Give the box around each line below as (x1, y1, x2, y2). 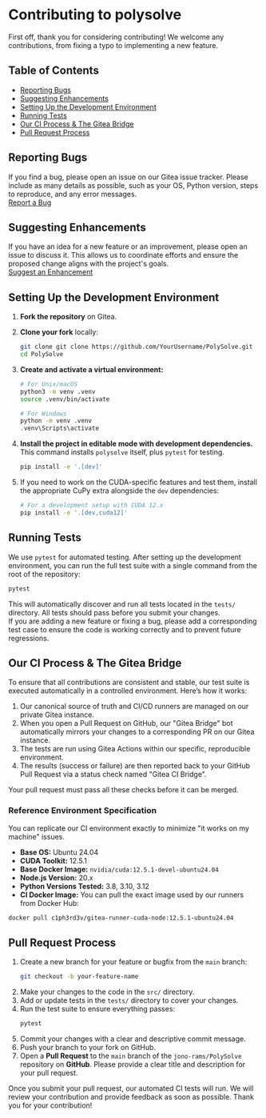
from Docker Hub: (19, 898, 80, 908)
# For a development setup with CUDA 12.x (19, 502, 164, 510)
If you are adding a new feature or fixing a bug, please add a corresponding (8, 616, 257, 626)
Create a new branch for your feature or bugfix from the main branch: (19, 957, 248, 967)
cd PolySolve (19, 351, 64, 359)
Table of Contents (8, 64, 100, 78)
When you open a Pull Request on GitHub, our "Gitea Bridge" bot (19, 719, 233, 728)
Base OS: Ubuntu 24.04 (19, 847, 99, 857)
